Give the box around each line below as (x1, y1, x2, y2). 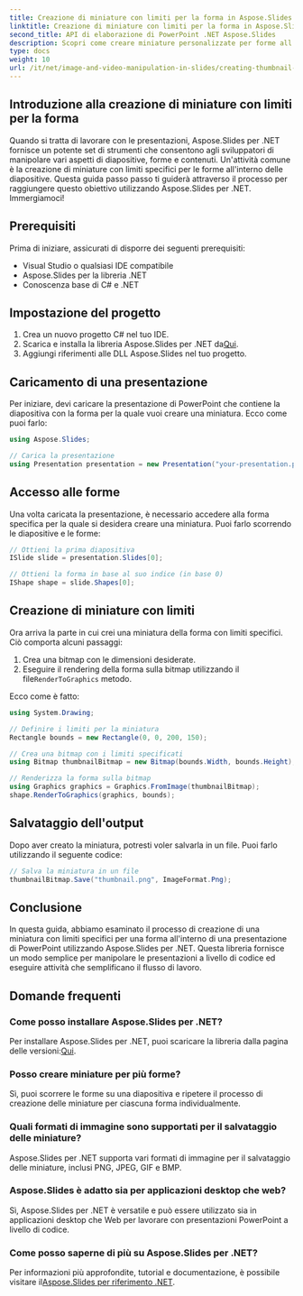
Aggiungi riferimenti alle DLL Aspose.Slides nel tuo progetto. (22, 348, 247, 359)
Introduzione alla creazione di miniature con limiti (9, 97, 293, 113)
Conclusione (9, 899, 83, 915)
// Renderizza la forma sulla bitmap (9, 774, 151, 783)
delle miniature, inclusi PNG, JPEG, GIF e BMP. (9, 1162, 182, 1172)
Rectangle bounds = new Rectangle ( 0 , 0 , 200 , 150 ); (9, 732, 207, 742)
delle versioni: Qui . (9, 1045, 77, 1056)
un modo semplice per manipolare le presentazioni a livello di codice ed (9, 952, 276, 963)
